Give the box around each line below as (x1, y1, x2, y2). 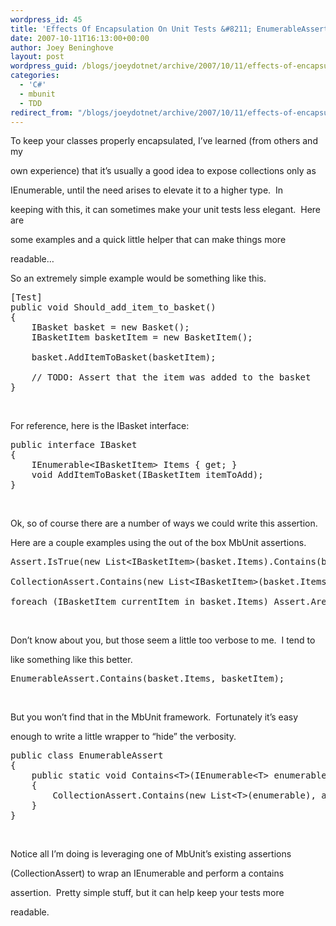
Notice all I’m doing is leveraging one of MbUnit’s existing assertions (10, 848, 292, 860)
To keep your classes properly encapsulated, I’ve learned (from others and (10, 135, 318, 147)
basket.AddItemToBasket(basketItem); (31, 352, 217, 363)
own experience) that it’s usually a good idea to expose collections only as (10, 165, 317, 177)
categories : (10, 71, 60, 81)
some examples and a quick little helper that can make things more (10, 234, 287, 246)
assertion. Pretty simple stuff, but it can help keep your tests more (10, 887, 285, 899)
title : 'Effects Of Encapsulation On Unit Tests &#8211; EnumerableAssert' (10, 24, 333, 34)
